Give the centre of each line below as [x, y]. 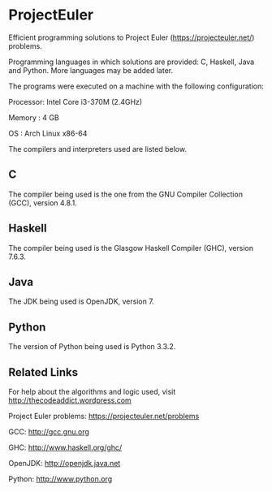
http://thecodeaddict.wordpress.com [70, 400]
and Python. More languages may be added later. [91, 70]
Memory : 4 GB [34, 117]
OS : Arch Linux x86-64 [48, 133]
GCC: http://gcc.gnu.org [49, 432]
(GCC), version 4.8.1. [43, 203]
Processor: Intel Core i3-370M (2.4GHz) [76, 101]
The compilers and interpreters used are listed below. [97, 149]
